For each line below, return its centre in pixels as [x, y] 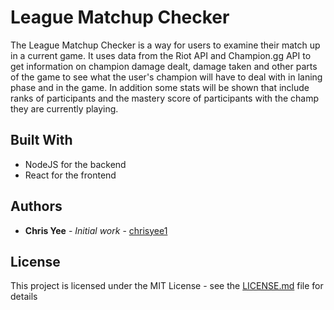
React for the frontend [70, 175]
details [24, 297]
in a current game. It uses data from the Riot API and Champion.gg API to [161, 55]
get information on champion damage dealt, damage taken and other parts [164, 66]
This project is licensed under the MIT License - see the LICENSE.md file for [167, 286]
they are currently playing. [64, 108]
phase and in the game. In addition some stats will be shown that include [160, 87]
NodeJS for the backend [75, 164]
